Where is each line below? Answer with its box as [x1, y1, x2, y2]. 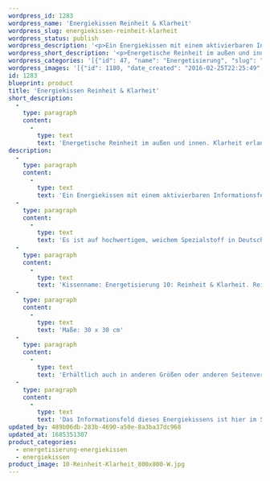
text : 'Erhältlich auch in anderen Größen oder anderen [37, 371, 228, 379]
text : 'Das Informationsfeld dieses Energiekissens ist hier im [37, 416, 257, 424]
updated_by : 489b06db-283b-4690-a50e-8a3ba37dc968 [8, 423, 182, 431]
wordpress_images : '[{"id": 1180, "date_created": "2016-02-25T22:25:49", [8, 64, 264, 72]
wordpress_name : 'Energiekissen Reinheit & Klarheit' [8, 19, 193, 27]
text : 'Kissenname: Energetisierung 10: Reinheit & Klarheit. [37, 281, 250, 290]
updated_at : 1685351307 [8, 430, 88, 438]
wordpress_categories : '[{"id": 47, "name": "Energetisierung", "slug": [8, 57, 257, 65]
